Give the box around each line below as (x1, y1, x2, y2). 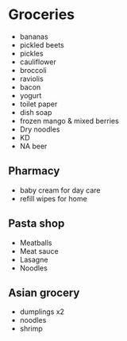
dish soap (19, 107, 52, 117)
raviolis (19, 74, 44, 83)
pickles (19, 48, 44, 58)
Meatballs (19, 238, 52, 247)
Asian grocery (8, 285, 80, 299)
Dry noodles (19, 125, 60, 134)
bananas (19, 32, 49, 41)
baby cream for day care (19, 185, 101, 195)
